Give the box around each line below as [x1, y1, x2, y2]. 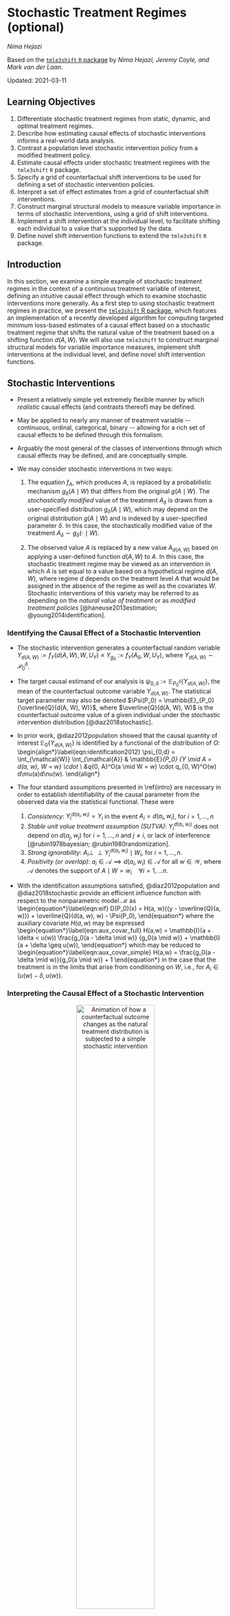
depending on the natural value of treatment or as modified [27, 597, 196, 605]
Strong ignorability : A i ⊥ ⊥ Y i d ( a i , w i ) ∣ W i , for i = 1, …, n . [27, 847, 183, 858]
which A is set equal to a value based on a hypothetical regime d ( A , [27, 567, 218, 575]
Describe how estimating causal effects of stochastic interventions [16, 129, 206, 137]
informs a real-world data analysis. [16, 136, 115, 145]
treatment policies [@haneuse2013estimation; [27, 604, 158, 612]
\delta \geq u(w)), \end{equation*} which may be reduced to [30, 941, 201, 949]
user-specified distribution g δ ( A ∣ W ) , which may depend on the [27, 504, 208, 515]
